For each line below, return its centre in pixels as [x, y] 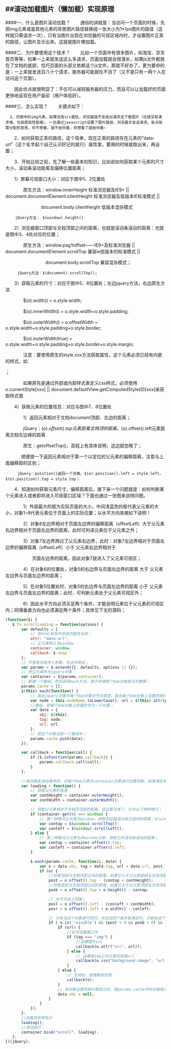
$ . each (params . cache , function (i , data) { [76, 861]
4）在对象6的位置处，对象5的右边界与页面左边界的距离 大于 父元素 [93, 569]
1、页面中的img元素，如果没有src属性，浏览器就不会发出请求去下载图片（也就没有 [84, 117]
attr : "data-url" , [50, 639]
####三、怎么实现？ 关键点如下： [45, 106]
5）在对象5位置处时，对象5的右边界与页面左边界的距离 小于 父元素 [93, 586]
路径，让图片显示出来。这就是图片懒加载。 [54, 41]
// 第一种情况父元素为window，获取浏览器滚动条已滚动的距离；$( [99, 819]
